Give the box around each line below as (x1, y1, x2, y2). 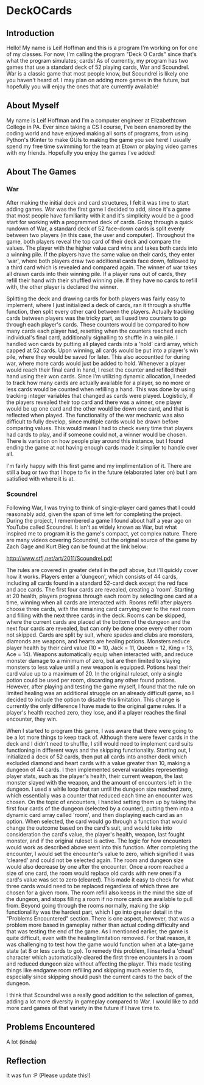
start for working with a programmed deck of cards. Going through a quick (6, 218, 194, 225)
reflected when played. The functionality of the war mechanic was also (6, 411, 185, 419)
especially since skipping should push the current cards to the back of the (6, 973, 192, 980)
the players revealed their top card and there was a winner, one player (6, 398, 182, 406)
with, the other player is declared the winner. (6, 283, 119, 290)
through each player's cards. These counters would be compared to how (6, 320, 190, 328)
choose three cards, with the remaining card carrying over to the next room (6, 605, 195, 612)
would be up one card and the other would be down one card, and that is (6, 405, 189, 412)
